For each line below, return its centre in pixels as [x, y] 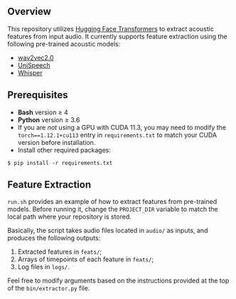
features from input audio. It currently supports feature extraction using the [117, 36]
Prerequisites [38, 95]
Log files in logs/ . [43, 267]
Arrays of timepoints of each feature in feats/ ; [86, 259]
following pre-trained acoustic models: [64, 44]
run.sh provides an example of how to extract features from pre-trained [112, 202]
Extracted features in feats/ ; [60, 252]
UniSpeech [34, 65]
